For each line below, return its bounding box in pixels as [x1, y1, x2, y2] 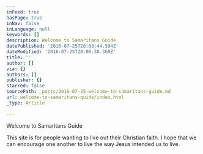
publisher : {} [6, 77, 43, 83]
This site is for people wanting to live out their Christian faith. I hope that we [6, 134, 197, 141]
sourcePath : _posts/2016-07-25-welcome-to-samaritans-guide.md [6, 89, 171, 95]
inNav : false [6, 20, 40, 26]
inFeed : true [6, 9, 40, 15]
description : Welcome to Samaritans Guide [6, 37, 116, 43]
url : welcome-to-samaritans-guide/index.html [6, 94, 124, 100]
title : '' [6, 54, 32, 61]
